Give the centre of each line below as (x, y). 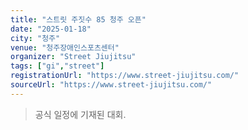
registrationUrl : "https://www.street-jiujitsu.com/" (125, 76)
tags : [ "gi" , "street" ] (57, 66)
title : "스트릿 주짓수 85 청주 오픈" (78, 19)
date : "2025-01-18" (51, 29)
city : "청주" (35, 38)
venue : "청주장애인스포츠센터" (65, 47)
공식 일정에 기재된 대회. (80, 114)
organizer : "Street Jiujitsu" (73, 57)
